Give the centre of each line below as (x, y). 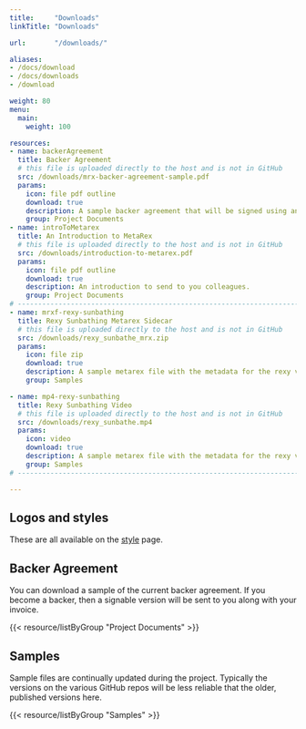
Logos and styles (59, 517)
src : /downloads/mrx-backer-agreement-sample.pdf (113, 177)
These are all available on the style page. (87, 539)
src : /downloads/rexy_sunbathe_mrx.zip (93, 338)
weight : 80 (30, 101)
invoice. (24, 610)
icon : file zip (55, 355)
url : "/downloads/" (58, 43)
